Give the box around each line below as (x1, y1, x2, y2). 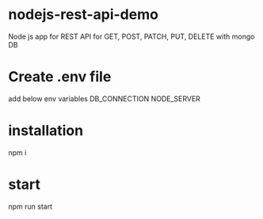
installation (8, 122, 84, 140)
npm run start (8, 202, 53, 211)
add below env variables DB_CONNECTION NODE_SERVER (8, 93, 200, 104)
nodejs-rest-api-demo (8, 6, 158, 24)
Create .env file (8, 68, 112, 86)
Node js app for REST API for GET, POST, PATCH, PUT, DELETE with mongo (8, 32, 255, 41)
